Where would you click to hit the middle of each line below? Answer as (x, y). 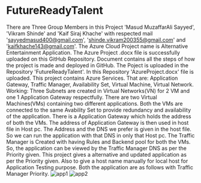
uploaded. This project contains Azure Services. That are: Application (92, 78)
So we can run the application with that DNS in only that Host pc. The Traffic (100, 135)
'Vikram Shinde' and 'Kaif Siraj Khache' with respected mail (79, 33)
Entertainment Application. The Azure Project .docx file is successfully (93, 52)
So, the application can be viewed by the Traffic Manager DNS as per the (97, 148)
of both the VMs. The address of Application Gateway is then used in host (97, 122)
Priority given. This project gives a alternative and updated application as (97, 154)
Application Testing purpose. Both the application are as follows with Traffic (100, 167)
